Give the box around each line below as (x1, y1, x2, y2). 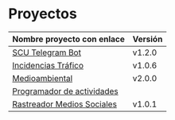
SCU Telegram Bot (12, 47, 82, 58)
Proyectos (8, 5, 77, 23)
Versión (132, 33, 163, 45)
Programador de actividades (12, 85, 119, 96)
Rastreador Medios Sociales (12, 99, 118, 110)
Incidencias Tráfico (12, 60, 84, 71)
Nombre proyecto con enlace (12, 33, 126, 45)
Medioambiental (12, 72, 73, 83)
